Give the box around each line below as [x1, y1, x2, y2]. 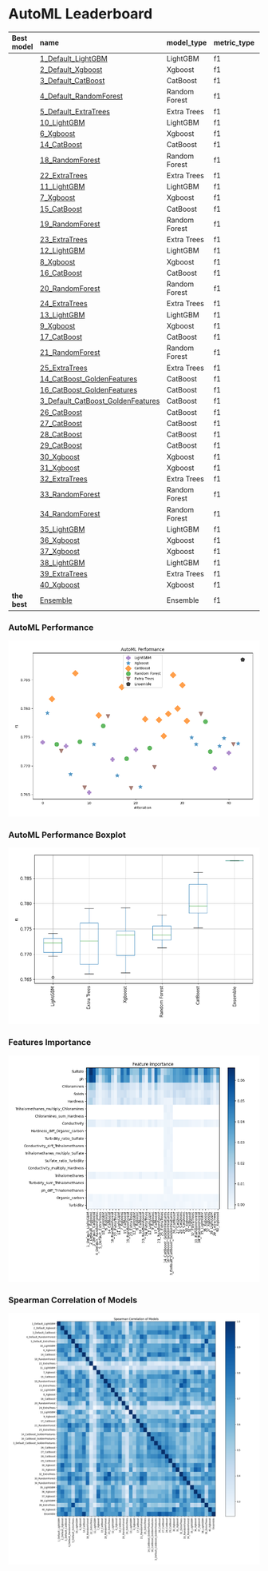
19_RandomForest [39, 219, 100, 229]
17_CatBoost [39, 333, 82, 342]
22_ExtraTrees [39, 170, 88, 180]
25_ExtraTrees [39, 363, 88, 373]
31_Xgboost [39, 463, 80, 472]
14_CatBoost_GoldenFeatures [39, 373, 138, 384]
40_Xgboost [39, 580, 80, 590]
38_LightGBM [39, 557, 85, 568]
